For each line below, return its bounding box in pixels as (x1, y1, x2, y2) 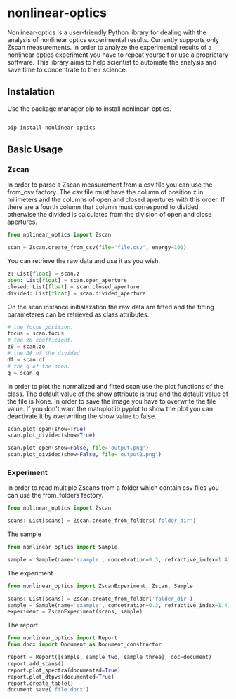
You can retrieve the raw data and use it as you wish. (7, 257, 161, 265)
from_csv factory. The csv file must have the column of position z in (7, 188, 204, 197)
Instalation (7, 86, 55, 98)
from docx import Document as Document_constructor (7, 641, 162, 648)
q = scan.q (7, 369, 39, 376)
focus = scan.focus (7, 330, 65, 338)
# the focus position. (7, 324, 74, 331)
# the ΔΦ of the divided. (7, 349, 83, 357)
